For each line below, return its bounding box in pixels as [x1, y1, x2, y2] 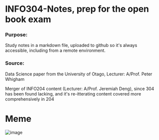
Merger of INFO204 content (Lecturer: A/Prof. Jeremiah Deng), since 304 [5, 86, 155, 92]
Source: [5, 60, 25, 67]
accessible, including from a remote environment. [5, 47, 106, 53]
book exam [5, 14, 51, 25]
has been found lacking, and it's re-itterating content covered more [5, 91, 141, 96]
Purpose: [5, 31, 28, 38]
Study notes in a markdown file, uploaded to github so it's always [5, 43, 137, 48]
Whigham [5, 76, 25, 82]
